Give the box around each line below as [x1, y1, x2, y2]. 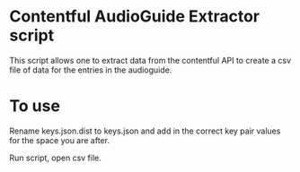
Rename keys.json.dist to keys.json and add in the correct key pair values [9, 125, 281, 136]
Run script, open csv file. [9, 152, 101, 163]
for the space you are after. [9, 134, 110, 145]
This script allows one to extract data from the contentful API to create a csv [9, 55, 292, 65]
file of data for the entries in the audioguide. [9, 64, 172, 75]
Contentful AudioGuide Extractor [9, 6, 260, 27]
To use [9, 96, 61, 116]
